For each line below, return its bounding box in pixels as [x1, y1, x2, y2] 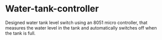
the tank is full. [5, 30, 36, 36]
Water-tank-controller [5, 3, 99, 14]
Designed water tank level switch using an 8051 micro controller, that [5, 19, 148, 25]
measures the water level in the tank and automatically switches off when [5, 24, 157, 30]
